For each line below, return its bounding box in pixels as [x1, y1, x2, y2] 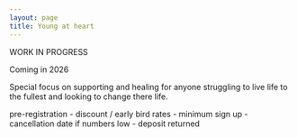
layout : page [9, 13, 58, 23]
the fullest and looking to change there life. [9, 91, 168, 102]
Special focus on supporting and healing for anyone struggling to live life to [9, 81, 288, 92]
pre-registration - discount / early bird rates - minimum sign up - [9, 108, 248, 119]
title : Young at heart [9, 22, 94, 31]
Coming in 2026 [9, 64, 69, 75]
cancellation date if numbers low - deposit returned [9, 118, 201, 129]
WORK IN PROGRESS [9, 46, 88, 57]
